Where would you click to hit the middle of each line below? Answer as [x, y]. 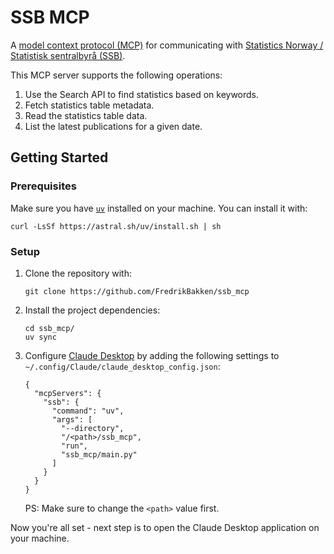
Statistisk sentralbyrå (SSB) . [68, 55]
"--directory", [93, 428]
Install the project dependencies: [92, 310]
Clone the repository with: [78, 273]
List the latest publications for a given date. [113, 126]
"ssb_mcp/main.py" [99, 454]
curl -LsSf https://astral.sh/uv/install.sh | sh [116, 226]
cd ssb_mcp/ [49, 328]
